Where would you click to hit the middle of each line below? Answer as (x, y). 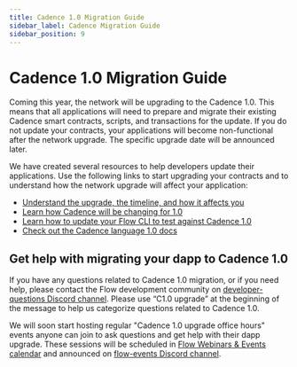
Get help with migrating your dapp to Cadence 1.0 (148, 258)
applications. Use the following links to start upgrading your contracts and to (149, 176)
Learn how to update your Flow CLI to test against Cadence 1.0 (137, 222)
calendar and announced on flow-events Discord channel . (115, 354)
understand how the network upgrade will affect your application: (129, 185)
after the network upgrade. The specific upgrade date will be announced (142, 140)
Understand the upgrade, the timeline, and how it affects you (133, 203)
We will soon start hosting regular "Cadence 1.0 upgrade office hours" (137, 325)
